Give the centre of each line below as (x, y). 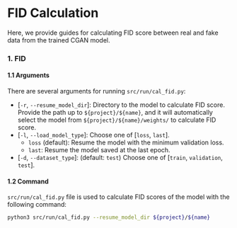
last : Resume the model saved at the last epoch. (99, 150)
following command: (37, 205)
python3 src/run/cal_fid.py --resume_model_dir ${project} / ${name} (109, 217)
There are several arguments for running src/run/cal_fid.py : (97, 91)
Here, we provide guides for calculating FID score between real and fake (113, 33)
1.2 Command (28, 181)
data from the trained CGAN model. (59, 40)
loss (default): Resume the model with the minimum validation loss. (126, 142)
